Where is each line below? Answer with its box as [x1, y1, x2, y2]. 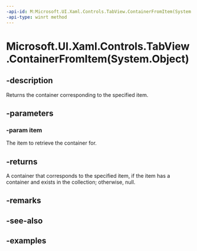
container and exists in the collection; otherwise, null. [6, 178, 136, 185]
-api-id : [6, 8, 28, 15]
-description [6, 76, 53, 86]
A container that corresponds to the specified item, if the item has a [6, 172, 170, 179]
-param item [6, 126, 42, 134]
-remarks [6, 195, 41, 206]
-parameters [6, 108, 54, 118]
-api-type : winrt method [6, 14, 67, 20]
